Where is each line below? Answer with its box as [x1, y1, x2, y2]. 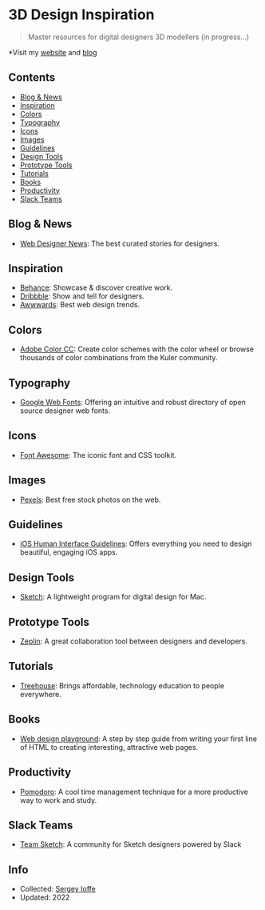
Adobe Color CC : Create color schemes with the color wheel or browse [19, 344, 254, 354]
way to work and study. [19, 795, 97, 805]
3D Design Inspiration [8, 6, 155, 24]
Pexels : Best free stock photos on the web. [19, 495, 161, 504]
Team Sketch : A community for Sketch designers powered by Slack [19, 840, 242, 849]
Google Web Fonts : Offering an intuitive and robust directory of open [19, 398, 246, 407]
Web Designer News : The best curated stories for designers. [19, 239, 220, 248]
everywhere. [19, 689, 61, 699]
